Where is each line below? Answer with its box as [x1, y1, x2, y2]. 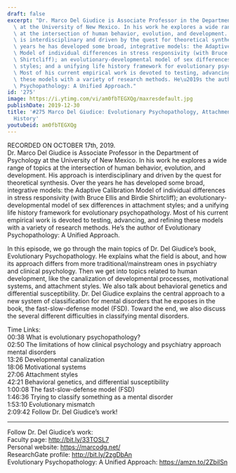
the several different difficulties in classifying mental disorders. [7, 311, 190, 320]
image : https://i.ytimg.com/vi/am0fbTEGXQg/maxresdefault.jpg [7, 96, 193, 103]
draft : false [7, 10, 46, 18]
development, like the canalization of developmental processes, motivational [7, 274, 229, 282]
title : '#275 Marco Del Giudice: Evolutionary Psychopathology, [7, 108, 199, 115]
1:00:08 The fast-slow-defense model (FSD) [7, 385, 135, 393]
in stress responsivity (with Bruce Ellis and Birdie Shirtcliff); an [7, 193, 188, 201]
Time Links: [7, 325, 41, 334]
